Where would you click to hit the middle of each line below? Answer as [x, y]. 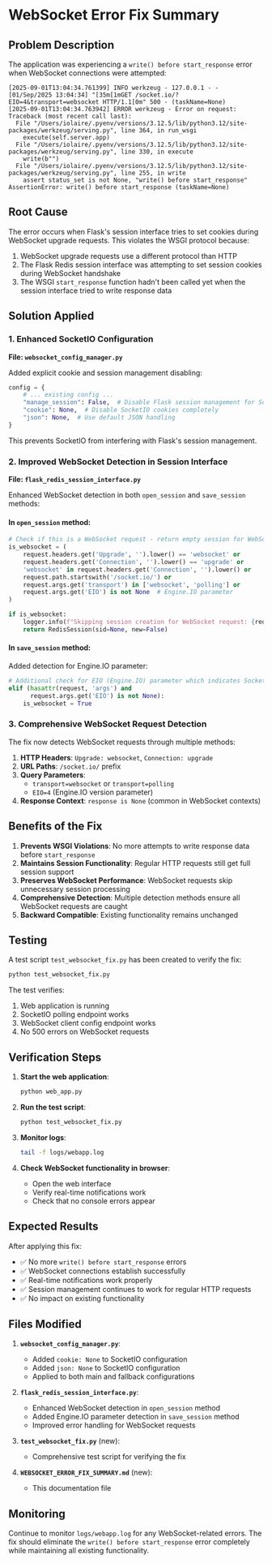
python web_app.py [51, 1092]
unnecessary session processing [75, 889]
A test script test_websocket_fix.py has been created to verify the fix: [125, 960]
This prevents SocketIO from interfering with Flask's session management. [133, 441]
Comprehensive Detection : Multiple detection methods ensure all [130, 898]
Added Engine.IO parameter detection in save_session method [136, 1417]
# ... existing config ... [68, 395]
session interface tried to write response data [96, 291]
